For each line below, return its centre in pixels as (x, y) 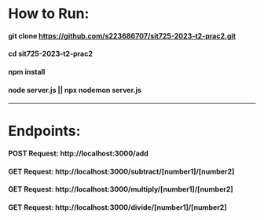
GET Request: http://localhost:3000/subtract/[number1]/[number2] (121, 171)
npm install (27, 71)
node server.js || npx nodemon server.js (75, 90)
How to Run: (49, 14)
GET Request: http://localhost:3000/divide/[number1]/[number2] (117, 207)
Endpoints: (44, 131)
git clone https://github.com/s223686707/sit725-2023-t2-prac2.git (122, 35)
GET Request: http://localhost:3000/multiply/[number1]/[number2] (121, 189)
